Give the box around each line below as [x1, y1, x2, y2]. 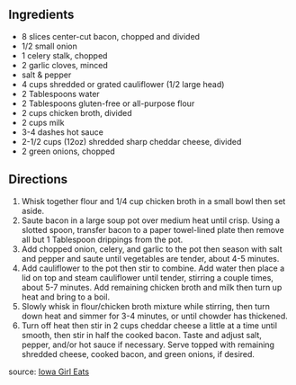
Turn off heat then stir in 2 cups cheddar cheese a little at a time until [21, 319, 278, 331]
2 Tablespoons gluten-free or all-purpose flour [21, 98, 195, 109]
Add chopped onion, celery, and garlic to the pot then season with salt [21, 243, 283, 255]
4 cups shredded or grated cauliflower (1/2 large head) [21, 78, 225, 89]
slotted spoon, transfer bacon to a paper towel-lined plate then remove [21, 224, 284, 235]
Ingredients [8, 7, 75, 22]
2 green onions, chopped [21, 146, 116, 157]
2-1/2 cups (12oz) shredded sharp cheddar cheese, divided [21, 136, 242, 147]
